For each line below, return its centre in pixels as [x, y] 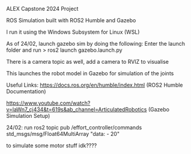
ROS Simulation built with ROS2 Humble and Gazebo [71, 20]
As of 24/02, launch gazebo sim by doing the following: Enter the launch [95, 44]
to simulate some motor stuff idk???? [52, 146]
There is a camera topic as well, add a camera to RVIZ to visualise [88, 62]
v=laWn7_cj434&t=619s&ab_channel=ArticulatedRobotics [77, 109]
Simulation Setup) [28, 116]
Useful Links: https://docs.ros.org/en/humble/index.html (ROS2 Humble [95, 85]
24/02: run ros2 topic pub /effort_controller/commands [74, 128]
